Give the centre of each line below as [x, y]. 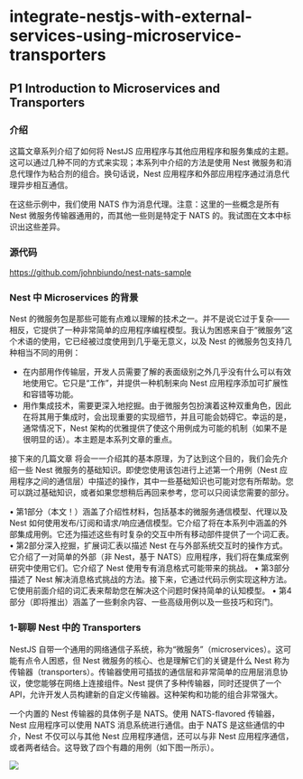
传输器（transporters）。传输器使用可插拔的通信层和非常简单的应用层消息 [145, 672]
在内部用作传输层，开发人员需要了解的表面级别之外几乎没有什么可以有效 [156, 372]
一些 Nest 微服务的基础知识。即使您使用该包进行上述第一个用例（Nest [147, 470]
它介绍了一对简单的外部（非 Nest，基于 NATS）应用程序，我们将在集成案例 [149, 557]
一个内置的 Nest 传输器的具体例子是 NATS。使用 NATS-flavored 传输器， [144, 713]
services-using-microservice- [125, 36]
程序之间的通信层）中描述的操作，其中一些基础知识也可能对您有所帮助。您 [155, 481]
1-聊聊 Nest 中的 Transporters [75, 627]
